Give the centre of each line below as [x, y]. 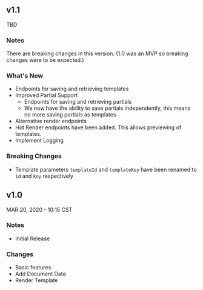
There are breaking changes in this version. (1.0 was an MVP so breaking [97, 53]
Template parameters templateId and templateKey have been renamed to [106, 169]
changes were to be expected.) [45, 60]
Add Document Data [41, 274]
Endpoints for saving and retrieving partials [78, 102]
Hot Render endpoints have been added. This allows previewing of [98, 127]
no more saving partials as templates [70, 115]
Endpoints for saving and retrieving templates [72, 89]
